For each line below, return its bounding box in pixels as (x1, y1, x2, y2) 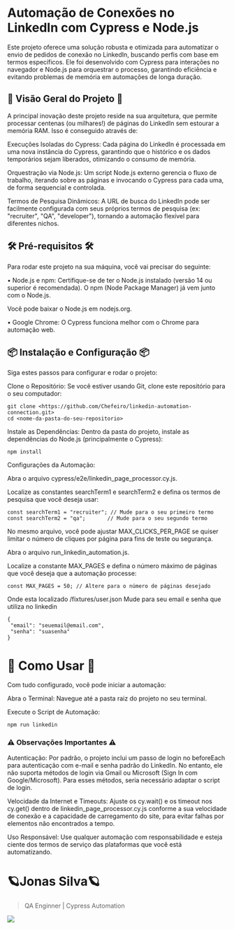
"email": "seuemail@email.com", (10, 622, 105, 629)
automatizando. (7, 847, 52, 856)
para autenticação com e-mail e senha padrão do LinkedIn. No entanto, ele (7, 761, 223, 769)
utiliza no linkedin (7, 603, 57, 611)
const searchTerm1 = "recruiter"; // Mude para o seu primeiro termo (7, 509, 214, 516)
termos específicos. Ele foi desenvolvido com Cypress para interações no (7, 57, 220, 66)
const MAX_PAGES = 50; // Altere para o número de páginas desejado (7, 583, 211, 590)
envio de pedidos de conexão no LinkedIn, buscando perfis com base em (7, 50, 219, 59)
